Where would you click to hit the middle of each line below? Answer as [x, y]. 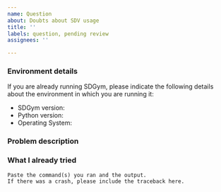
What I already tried [42, 160]
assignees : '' [28, 40]
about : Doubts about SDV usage [53, 21]
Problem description [43, 141]
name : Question [30, 14]
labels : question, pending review [58, 34]
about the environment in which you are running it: [80, 94]
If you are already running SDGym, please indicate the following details [110, 86]
